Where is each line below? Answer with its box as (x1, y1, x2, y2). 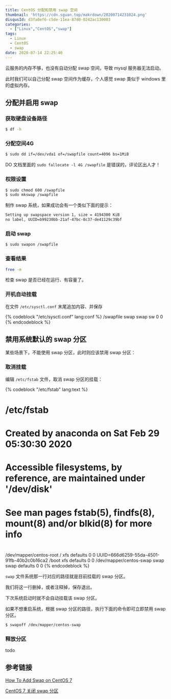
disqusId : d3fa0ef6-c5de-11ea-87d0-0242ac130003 (5, 17, 111, 22)
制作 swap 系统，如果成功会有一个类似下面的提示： (5, 202, 113, 208)
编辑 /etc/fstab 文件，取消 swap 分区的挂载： (5, 376, 103, 382)
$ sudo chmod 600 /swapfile (5, 187, 65, 193)
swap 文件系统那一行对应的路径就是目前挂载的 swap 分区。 (5, 573, 128, 579)
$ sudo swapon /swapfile (5, 242, 58, 247)
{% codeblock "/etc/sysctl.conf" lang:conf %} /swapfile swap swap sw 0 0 (5, 313, 163, 319)
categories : (5, 21, 31, 27)
